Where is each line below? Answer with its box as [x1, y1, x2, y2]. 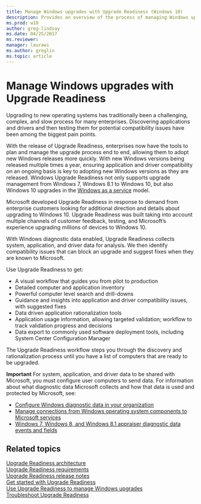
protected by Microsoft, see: [6, 389, 77, 396]
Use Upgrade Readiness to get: [6, 265, 84, 273]
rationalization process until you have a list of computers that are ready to [6, 352, 188, 359]
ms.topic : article [6, 53, 52, 59]
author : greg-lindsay [6, 25, 60, 32]
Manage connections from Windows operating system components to [14, 407, 187, 414]
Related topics [6, 444, 61, 454]
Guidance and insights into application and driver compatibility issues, [14, 297, 188, 304]
